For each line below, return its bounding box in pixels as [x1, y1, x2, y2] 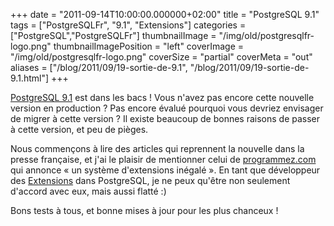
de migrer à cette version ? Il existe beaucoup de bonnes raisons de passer [10, 113, 321, 124]
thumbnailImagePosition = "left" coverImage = [53, 40, 245, 52]
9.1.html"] [10, 72, 50, 84]
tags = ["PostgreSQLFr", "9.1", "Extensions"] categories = [10, 19, 247, 31]
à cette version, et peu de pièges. [10, 124, 149, 135]
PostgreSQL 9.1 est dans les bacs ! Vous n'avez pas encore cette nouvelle [10, 92, 315, 103]
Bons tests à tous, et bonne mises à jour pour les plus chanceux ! [10, 205, 279, 216]
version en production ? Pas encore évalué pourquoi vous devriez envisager [10, 102, 324, 114]
